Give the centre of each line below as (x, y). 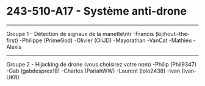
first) (12, 40)
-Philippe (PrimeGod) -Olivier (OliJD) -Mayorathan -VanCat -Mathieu (106, 40)
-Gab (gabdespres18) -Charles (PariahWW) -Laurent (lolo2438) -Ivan (93, 71)
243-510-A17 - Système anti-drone (97, 11)
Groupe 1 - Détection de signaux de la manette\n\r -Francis (80, 34)
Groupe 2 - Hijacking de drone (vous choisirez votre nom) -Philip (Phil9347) (102, 64)
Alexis (14, 46)
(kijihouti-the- (173, 34)
